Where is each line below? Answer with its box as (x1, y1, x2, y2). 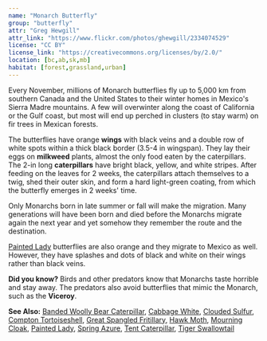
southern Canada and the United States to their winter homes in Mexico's (8, 93, 249, 104)
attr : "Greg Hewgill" (8, 26, 80, 34)
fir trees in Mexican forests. (8, 119, 99, 128)
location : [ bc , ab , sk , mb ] (8, 57, 91, 65)
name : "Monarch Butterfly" (8, 11, 98, 20)
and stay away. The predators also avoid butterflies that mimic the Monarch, (8, 282, 258, 292)
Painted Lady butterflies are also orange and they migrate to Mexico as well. (8, 241, 258, 251)
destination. (8, 226, 47, 236)
